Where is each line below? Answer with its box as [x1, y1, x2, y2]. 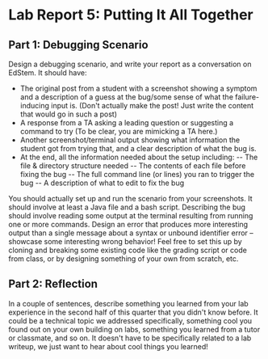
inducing [19, 101, 50, 110]
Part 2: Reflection [8, 277, 98, 291]
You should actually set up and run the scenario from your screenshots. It [8, 194, 253, 203]
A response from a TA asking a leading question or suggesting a [19, 118, 234, 127]
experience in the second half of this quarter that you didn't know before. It [8, 307, 258, 317]
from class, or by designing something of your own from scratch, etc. [8, 254, 239, 264]
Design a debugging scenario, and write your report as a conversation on [8, 59, 252, 69]
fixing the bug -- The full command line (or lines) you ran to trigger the [19, 170, 255, 179]
